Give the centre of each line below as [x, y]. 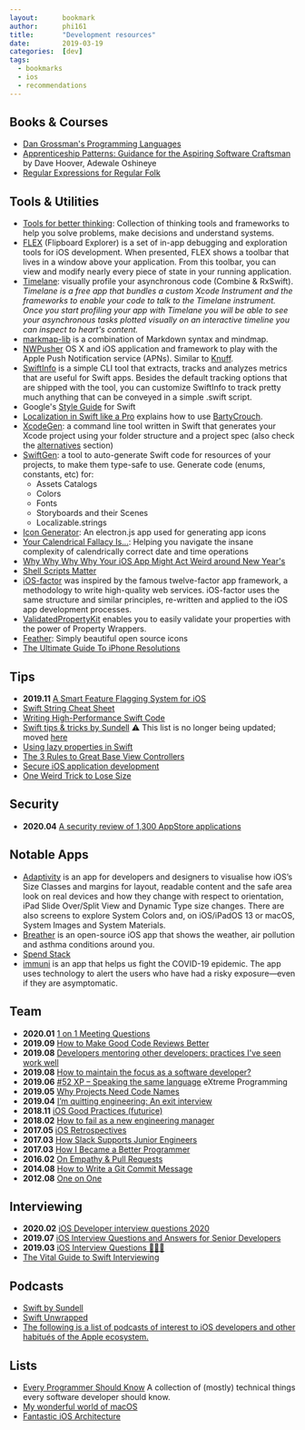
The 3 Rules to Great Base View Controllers [103, 757]
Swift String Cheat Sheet [69, 709]
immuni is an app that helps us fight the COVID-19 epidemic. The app [152, 963]
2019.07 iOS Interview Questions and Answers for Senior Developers [152, 1238]
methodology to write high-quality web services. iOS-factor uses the [151, 591]
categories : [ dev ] [46, 52]
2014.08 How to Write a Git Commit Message [108, 1168]
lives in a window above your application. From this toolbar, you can [149, 262]
